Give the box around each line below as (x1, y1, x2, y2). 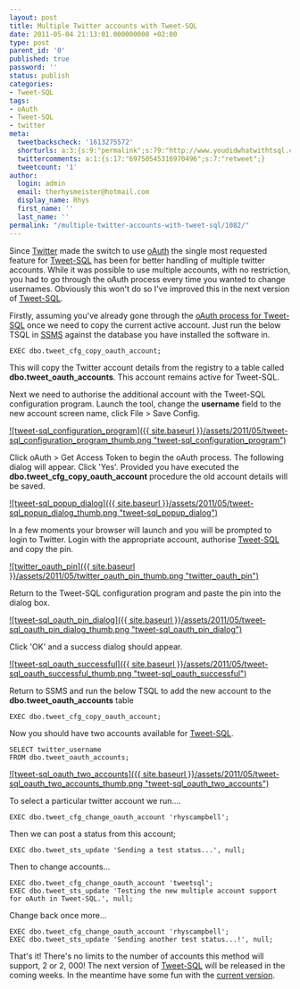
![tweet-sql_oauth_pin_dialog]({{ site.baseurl (9, 614, 172, 625)
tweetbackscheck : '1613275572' (17, 138, 134, 147)
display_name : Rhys (17, 196, 90, 205)
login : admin (17, 180, 66, 189)
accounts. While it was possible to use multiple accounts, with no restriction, (9, 264, 291, 275)
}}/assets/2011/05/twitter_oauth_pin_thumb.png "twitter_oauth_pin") (9, 570, 259, 581)
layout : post (9, 13, 58, 22)
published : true (9, 54, 70, 63)
